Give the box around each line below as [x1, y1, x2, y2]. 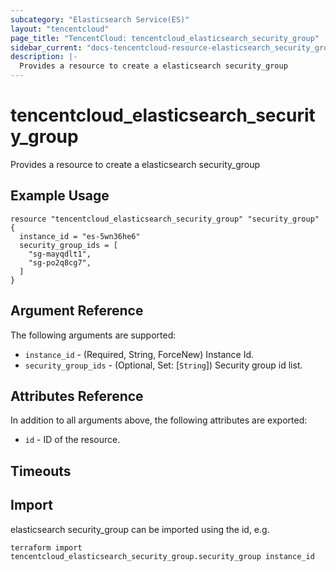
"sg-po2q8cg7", [28, 257, 92, 268]
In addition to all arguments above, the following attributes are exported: [10, 414, 308, 426]
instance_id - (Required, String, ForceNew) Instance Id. [24, 348, 255, 360]
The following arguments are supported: [10, 329, 177, 341]
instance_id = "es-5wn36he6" [19, 231, 141, 241]
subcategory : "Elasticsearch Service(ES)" [10, 14, 190, 25]
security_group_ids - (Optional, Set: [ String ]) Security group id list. [24, 359, 303, 371]
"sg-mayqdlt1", [28, 249, 92, 259]
